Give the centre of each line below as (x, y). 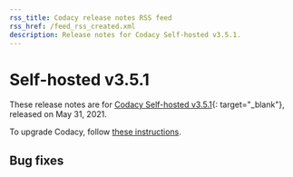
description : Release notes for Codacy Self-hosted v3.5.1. (126, 34)
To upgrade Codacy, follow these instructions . (95, 132)
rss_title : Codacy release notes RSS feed (91, 18)
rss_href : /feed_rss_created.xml (73, 26)
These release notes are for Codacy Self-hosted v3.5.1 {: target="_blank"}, (147, 104)
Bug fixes (37, 160)
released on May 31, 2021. (58, 114)
